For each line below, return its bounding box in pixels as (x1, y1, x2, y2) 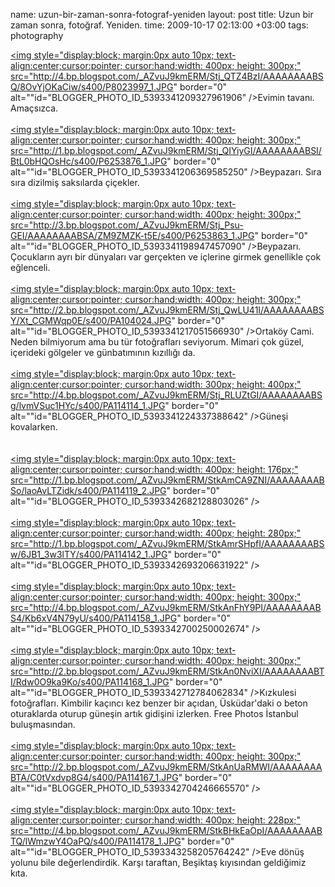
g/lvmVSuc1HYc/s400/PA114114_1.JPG (10, 400, 166, 411)
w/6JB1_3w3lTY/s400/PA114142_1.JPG (10, 549, 168, 560)
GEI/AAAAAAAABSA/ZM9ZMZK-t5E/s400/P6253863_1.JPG (10, 230, 255, 241)
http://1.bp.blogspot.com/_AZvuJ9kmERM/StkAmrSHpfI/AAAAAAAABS (33, 538, 325, 549)
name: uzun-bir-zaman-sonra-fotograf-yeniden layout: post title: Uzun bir (10, 9, 314, 20)
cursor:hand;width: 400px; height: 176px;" (124, 464, 299, 475)
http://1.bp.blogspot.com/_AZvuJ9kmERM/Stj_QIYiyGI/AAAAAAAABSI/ (33, 145, 322, 156)
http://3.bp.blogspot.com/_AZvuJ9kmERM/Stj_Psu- (33, 219, 244, 231)
